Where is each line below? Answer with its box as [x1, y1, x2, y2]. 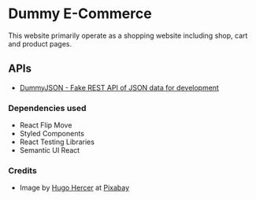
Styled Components [19, 129, 85, 139]
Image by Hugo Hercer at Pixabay [19, 183, 130, 193]
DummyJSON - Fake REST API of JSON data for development [19, 83, 219, 92]
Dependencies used [8, 102, 87, 113]
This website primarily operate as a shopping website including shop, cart [8, 31, 248, 40]
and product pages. [8, 39, 72, 48]
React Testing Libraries [19, 137, 95, 146]
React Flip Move [19, 120, 72, 130]
